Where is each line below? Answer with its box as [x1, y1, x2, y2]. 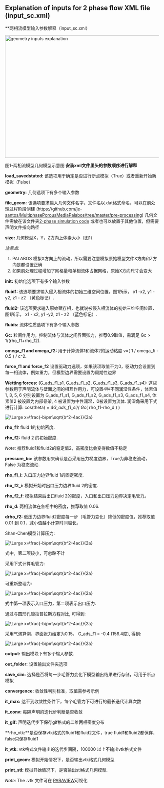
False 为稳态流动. [5, 462, 40, 468]
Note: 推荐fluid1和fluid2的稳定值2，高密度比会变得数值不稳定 [5, 445, 127, 451]
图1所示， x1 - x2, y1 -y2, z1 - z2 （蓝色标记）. [5, 311, 98, 317]
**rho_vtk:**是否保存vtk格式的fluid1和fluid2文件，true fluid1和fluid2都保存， [5, 730, 158, 736]
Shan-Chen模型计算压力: [5, 530, 55, 536]
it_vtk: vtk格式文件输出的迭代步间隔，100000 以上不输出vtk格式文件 [5, 746, 142, 752]
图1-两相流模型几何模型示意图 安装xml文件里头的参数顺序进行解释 [5, 162, 138, 168]
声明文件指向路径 [5, 224, 40, 230]
